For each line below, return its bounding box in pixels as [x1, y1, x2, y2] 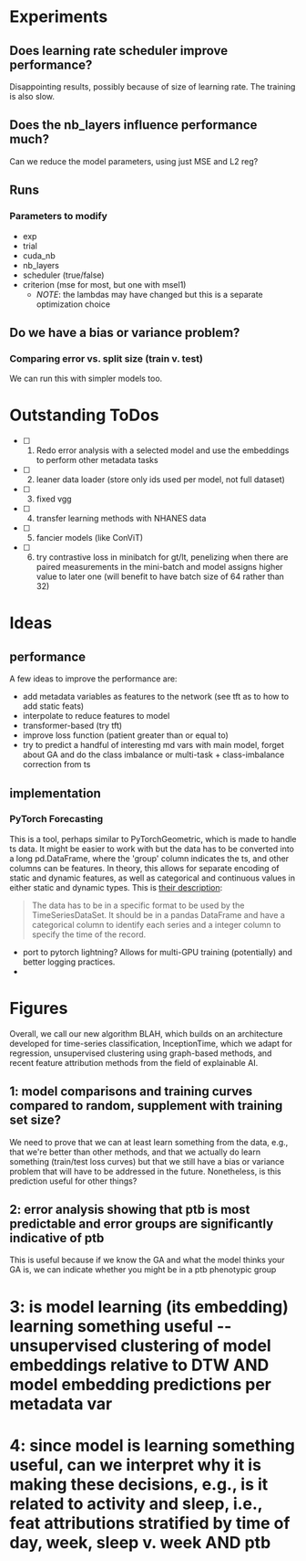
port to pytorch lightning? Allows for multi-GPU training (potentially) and [22, 946, 293, 957]
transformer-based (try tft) [22, 720, 123, 732]
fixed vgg [36, 493, 72, 504]
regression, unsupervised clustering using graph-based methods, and [9, 1048, 272, 1059]
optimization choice [36, 299, 111, 310]
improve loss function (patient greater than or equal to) [22, 730, 229, 741]
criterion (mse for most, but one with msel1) [22, 279, 187, 290]
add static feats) [22, 701, 85, 712]
